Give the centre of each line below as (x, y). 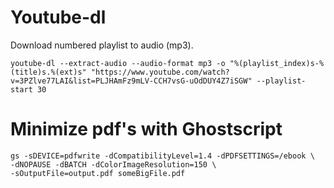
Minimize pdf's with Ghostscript (146, 129)
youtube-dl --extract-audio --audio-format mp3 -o (118, 63)
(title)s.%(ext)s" (48, 72)
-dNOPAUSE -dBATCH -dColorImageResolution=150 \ (113, 164)
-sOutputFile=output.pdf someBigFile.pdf (98, 173)
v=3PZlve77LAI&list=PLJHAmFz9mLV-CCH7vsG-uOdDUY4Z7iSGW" (131, 81)
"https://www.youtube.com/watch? (160, 72)
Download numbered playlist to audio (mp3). (102, 45)
